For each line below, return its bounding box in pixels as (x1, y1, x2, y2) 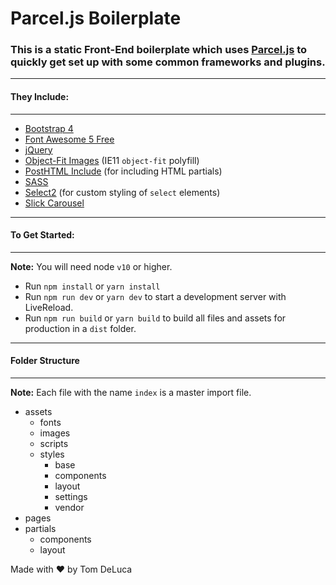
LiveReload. (24, 301, 74, 313)
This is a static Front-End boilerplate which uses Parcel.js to (10, 43, 308, 57)
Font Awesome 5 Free (24, 133, 115, 145)
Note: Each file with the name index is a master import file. (10, 387, 252, 399)
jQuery (24, 143, 53, 156)
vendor (54, 502, 85, 514)
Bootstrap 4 (24, 122, 74, 134)
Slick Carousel (24, 197, 85, 209)
